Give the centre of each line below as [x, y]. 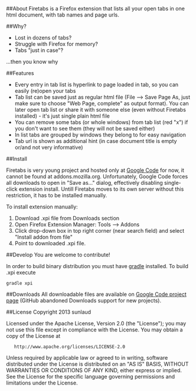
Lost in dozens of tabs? [43, 38]
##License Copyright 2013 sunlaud [49, 312]
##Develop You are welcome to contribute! [58, 255]
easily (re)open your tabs [45, 91]
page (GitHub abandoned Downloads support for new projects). [84, 300]
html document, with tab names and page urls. [63, 15]
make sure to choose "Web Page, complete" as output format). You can [102, 103]
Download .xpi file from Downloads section [67, 218]
